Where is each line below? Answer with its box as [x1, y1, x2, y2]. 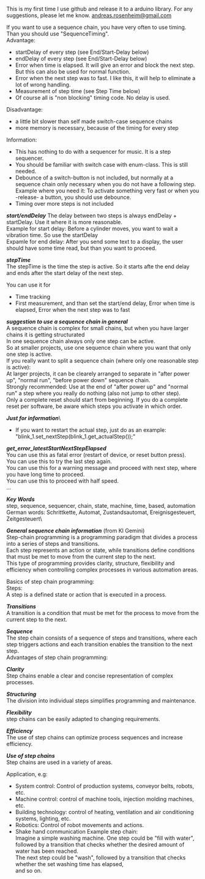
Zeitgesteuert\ [6, 515, 42, 522]
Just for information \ [6, 415, 61, 421]
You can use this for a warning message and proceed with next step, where [6, 464, 197, 471]
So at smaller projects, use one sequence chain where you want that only [6, 344, 192, 351]
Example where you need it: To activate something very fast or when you [15, 187, 199, 194]
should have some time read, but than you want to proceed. [6, 244, 157, 252]
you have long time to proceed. [6, 471, 85, 478]
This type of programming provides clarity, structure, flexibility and [6, 560, 175, 567]
